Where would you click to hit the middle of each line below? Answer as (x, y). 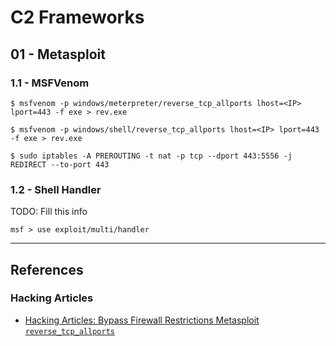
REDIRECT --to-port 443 (60, 164)
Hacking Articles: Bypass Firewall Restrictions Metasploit (142, 320)
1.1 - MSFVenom (50, 83)
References (47, 269)
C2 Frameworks (77, 17)
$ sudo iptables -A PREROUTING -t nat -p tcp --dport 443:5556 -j (151, 156)
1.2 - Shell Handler (56, 189)
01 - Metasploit (58, 54)
